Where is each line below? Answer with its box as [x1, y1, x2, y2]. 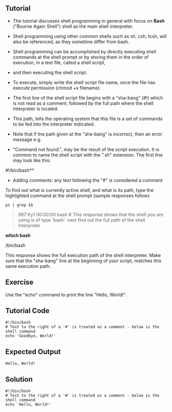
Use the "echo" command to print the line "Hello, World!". [5, 291, 127, 298]
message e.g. [12, 136, 42, 143]
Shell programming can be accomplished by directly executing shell [12, 48, 157, 54]
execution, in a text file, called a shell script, [12, 59, 106, 66]
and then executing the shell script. [12, 69, 87, 75]
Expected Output [5, 347, 61, 356]
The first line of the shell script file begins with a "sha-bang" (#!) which [12, 94, 163, 101]
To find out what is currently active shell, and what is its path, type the [5, 187, 154, 193]
